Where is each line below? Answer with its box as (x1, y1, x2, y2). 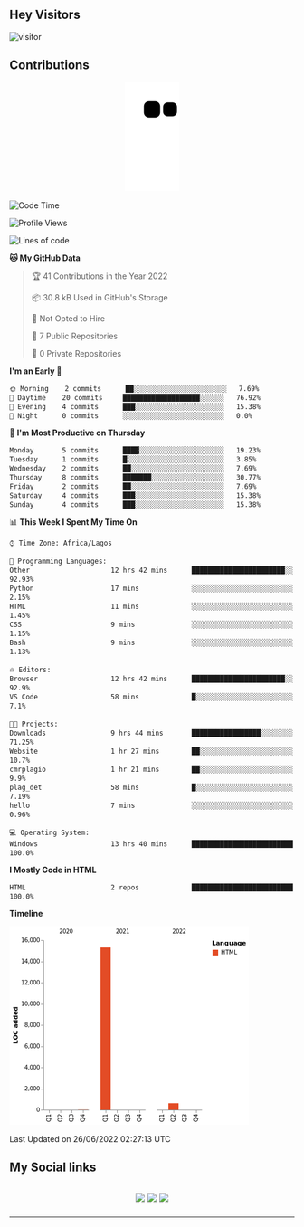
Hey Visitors (9, 7, 81, 23)
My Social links (9, 1160, 97, 1175)
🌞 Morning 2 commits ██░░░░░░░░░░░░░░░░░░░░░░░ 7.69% (9, 384, 260, 393)
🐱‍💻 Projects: (9, 719, 59, 728)
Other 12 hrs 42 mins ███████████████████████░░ (9, 566, 294, 575)
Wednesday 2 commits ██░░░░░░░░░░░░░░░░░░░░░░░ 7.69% (9, 463, 257, 473)
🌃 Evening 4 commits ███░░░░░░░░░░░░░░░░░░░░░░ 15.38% (9, 402, 261, 411)
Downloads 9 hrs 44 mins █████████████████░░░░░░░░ (9, 728, 294, 737)
